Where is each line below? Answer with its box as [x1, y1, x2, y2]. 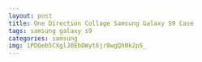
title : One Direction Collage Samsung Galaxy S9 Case [8, 19, 195, 27]
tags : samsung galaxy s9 [8, 27, 92, 35]
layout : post [8, 11, 53, 20]
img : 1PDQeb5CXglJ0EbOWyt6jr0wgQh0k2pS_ [8, 42, 148, 50]
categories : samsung [8, 34, 79, 43]
